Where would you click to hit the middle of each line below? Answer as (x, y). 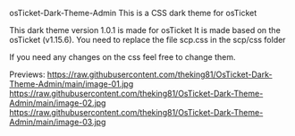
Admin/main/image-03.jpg (58, 122)
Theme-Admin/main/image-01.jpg (72, 84)
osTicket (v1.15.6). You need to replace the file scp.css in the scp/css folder (147, 40)
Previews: (27, 74)
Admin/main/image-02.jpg (58, 103)
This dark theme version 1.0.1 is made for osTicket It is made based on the (145, 30)
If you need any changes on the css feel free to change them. (122, 57)
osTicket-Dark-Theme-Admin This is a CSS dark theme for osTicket (133, 13)
